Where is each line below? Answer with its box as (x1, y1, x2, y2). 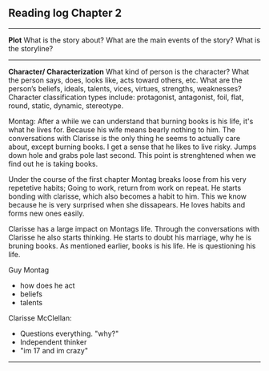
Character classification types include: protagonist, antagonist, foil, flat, (8, 92, 244, 102)
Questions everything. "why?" (19, 329, 119, 338)
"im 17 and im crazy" (19, 345, 88, 355)
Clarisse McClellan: (8, 313, 72, 323)
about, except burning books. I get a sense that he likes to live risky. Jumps (8, 142, 257, 151)
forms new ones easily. (8, 208, 85, 218)
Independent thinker (19, 337, 87, 347)
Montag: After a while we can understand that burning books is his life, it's (8, 116, 254, 126)
